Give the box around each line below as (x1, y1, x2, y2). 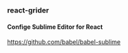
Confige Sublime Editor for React (7, 23, 103, 31)
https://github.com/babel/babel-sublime (7, 38, 121, 46)
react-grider (7, 6, 50, 15)
